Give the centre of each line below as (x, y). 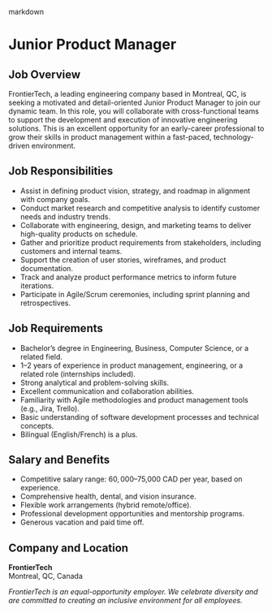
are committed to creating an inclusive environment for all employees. (125, 601)
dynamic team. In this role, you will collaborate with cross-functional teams (134, 111)
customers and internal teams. (71, 251)
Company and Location (68, 548)
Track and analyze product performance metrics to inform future (128, 277)
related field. (41, 356)
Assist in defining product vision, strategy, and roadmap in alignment (135, 191)
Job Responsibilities (61, 171)
